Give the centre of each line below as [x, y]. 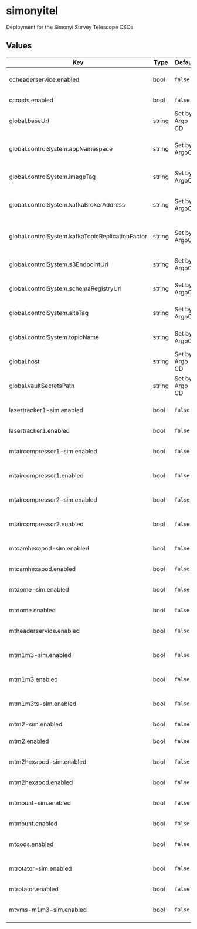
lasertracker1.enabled [40, 430]
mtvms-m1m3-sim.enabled [48, 910]
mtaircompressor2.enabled [46, 524]
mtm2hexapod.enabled [41, 782]
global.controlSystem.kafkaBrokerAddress [67, 204]
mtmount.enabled [33, 824]
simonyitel [32, 11]
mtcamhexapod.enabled [43, 569]
